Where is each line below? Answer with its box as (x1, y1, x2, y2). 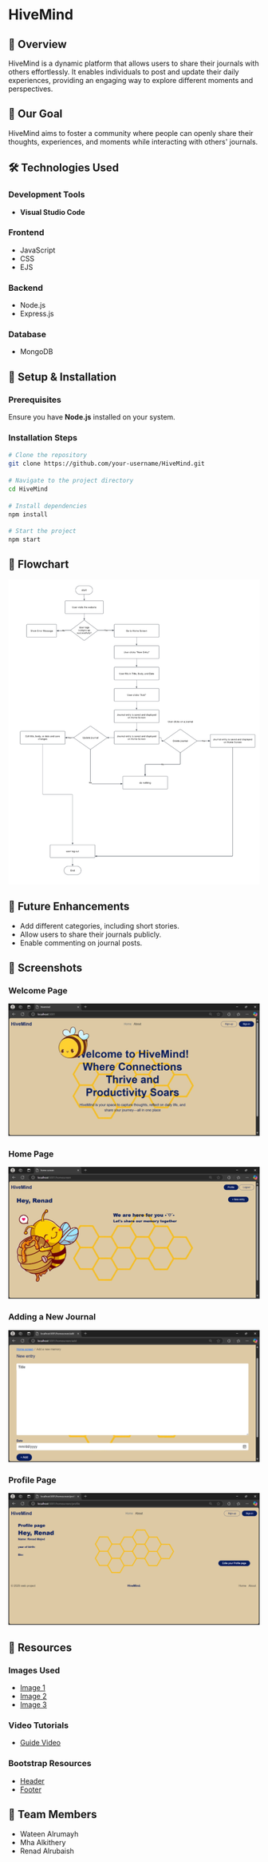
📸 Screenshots (8, 961, 83, 975)
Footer (19, 1784, 42, 1794)
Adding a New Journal (8, 1311, 97, 1323)
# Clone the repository (8, 452, 88, 460)
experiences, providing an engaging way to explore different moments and (8, 76, 254, 85)
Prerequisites (8, 394, 61, 405)
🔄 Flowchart (8, 558, 69, 571)
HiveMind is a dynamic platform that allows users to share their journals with (8, 58, 259, 68)
